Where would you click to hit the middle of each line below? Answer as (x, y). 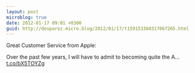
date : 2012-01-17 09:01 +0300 (44, 23)
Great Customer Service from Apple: (51, 45)
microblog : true (26, 17)
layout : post (22, 12)
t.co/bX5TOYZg (25, 63)
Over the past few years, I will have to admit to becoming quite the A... (93, 57)
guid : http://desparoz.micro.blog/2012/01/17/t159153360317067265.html (97, 28)
